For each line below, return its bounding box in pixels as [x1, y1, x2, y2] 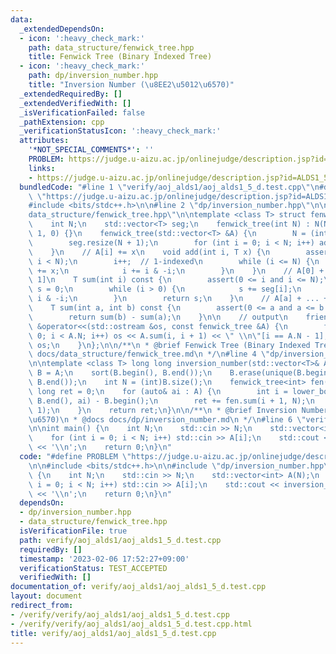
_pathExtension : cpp [19, 117, 105, 127]
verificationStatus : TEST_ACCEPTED [19, 563, 168, 573]
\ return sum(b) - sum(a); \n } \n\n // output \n [28, 312, 288, 322]
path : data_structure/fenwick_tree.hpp [28, 42, 195, 53]
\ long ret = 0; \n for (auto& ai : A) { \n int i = [28, 386, 288, 396]
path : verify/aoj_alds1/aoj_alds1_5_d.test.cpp [19, 535, 222, 545]
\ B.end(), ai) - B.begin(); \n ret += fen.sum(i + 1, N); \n [28, 396, 315, 406]
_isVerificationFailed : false [19, 107, 145, 118]
